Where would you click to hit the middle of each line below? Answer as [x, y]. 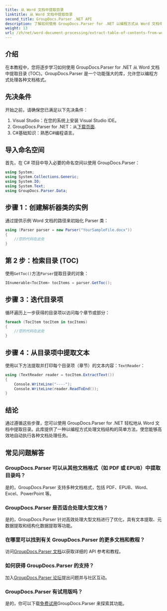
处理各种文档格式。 [29, 80]
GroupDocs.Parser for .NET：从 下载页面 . [54, 126]
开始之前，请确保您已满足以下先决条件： [46, 109]
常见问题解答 [25, 453]
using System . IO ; [23, 182]
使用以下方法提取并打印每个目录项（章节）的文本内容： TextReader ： [75, 365]
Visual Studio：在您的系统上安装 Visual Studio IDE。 [66, 120]
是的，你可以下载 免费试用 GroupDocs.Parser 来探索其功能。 [66, 603]
